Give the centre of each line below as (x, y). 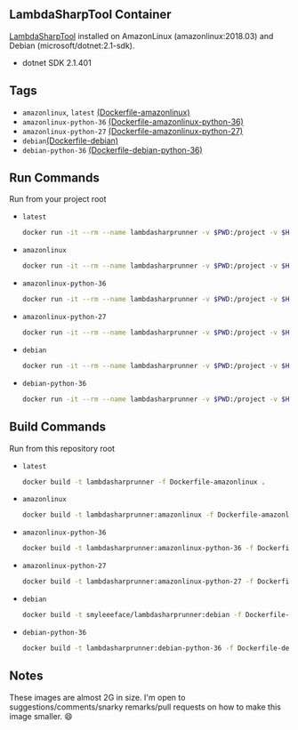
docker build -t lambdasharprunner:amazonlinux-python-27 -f (138, 582)
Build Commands (58, 427)
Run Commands (54, 178)
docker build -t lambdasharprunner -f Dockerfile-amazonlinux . (144, 482)
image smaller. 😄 (41, 716)
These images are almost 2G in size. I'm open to (97, 697)
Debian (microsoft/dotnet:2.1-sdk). (72, 45)
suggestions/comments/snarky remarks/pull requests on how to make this (145, 707)
